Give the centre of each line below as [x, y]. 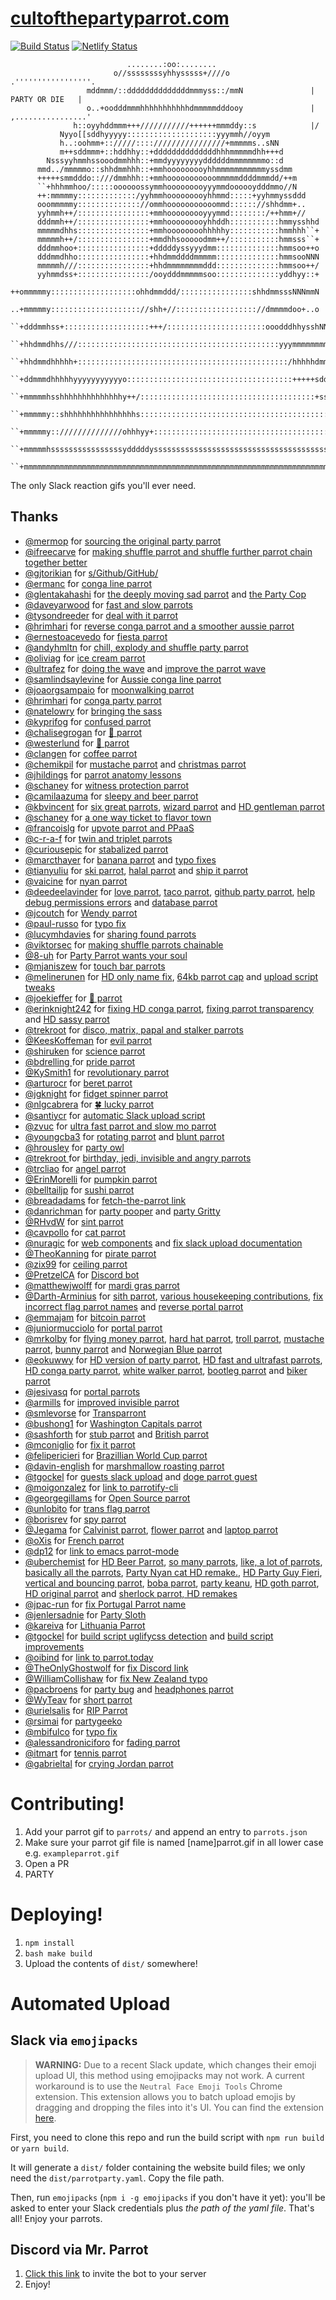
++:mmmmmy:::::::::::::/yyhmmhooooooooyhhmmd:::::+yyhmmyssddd [171, 195]
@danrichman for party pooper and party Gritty [122, 1211]
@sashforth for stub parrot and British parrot [117, 1434]
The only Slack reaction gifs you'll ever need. [103, 485]
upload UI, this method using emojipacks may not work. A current [169, 2075]
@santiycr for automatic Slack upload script [115, 1115]
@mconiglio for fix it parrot [80, 1444]
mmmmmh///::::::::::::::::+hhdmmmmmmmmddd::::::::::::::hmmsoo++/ [178, 265]
